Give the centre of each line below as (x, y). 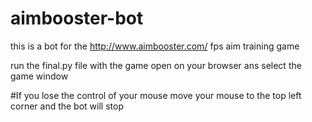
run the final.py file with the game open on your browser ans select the (156, 65)
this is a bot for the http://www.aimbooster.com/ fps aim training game (155, 46)
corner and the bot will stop (67, 106)
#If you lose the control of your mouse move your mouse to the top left (156, 95)
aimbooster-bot (77, 18)
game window (39, 76)
